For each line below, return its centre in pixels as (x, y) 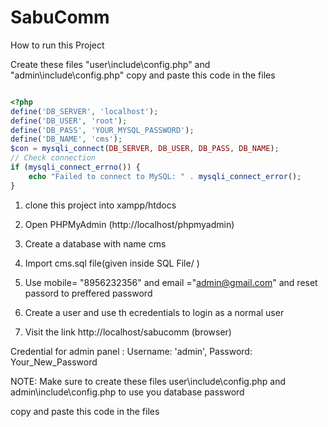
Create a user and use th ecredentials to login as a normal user (154, 312)
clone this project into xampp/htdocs (100, 205)
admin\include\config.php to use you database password (127, 392)
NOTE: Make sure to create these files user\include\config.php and (148, 381)
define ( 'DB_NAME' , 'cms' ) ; (66, 139)
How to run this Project (57, 45)
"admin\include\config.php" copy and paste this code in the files (143, 75)
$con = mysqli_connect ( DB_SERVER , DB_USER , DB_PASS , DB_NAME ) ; (145, 149)
